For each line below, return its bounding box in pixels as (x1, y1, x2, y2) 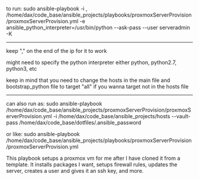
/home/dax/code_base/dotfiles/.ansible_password (19, 119, 142, 126)
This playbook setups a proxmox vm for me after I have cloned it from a (6, 154, 181, 162)
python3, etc (6, 65, 37, 72)
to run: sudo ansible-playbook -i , (6, 5, 88, 12)
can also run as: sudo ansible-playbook (6, 100, 102, 107)
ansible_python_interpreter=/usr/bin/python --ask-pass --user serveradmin (6, 24, 191, 31)
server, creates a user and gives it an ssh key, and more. (6, 168, 144, 174)
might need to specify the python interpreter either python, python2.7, (6, 59, 176, 66)
